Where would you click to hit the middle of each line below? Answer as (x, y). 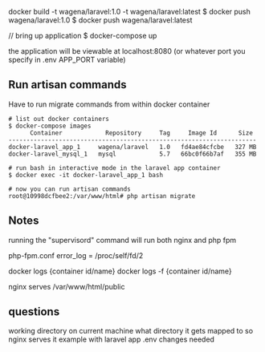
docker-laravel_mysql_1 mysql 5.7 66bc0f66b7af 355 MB (132, 154)
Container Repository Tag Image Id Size (141, 133)
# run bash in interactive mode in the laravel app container (114, 168)
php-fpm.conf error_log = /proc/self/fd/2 (76, 255)
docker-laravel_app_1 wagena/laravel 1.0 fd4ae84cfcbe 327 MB (132, 147)
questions (34, 312)
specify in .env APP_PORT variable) (67, 60)
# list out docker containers (59, 119)
